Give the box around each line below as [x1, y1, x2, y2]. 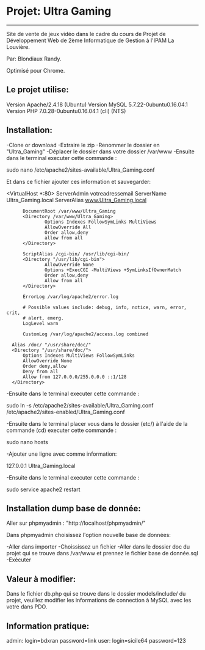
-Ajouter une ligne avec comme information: [6, 450, 117, 458]
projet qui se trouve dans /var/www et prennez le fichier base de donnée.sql [6, 550, 198, 557]
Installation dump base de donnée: [6, 503, 142, 514]
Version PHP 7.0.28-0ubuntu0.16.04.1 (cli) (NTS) [6, 107, 126, 114]
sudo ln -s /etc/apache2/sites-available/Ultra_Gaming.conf [6, 401, 154, 409]
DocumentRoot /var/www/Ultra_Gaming [22, 208, 116, 214]
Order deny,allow [22, 363, 67, 369]
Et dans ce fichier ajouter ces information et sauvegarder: [6, 178, 151, 185]
